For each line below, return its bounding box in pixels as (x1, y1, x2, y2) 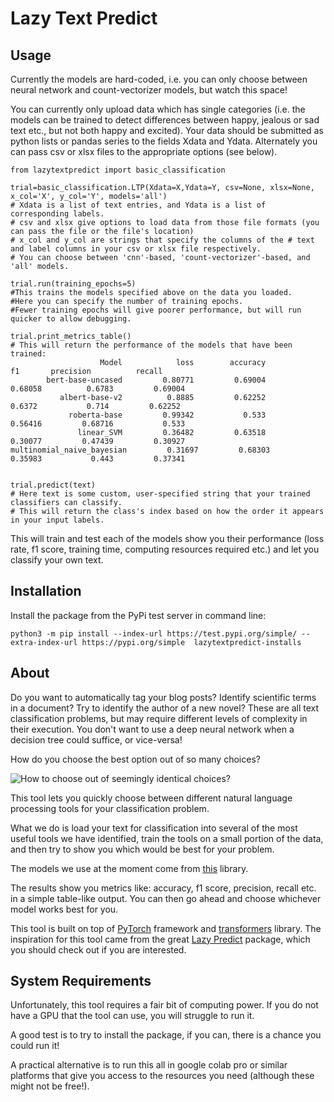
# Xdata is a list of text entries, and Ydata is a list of (10, 200, 267, 210)
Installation (10, 583, 82, 600)
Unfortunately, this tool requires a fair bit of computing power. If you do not (10, 999, 319, 1011)
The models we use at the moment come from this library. (10, 862, 249, 874)
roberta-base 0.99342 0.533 (68, 410, 267, 420)
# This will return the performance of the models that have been (10, 340, 293, 350)
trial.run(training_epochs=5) (10, 279, 137, 289)
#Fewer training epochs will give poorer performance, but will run (10, 305, 302, 315)
